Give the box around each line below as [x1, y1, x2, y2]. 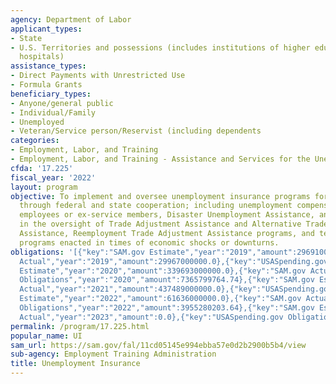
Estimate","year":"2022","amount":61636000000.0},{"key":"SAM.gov [19, 294, 302, 304]
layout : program [10, 182, 78, 192]
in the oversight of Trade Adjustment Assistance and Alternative [19, 219, 302, 230]
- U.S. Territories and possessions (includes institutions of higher [10, 42, 311, 53]
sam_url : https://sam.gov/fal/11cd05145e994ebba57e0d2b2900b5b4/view [10, 340, 307, 350]
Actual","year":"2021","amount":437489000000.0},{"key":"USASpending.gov [19, 284, 333, 295]
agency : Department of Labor [10, 14, 132, 25]
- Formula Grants [10, 80, 83, 90]
